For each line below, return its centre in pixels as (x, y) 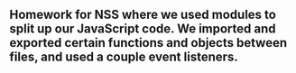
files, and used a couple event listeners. (124, 57)
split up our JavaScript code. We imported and (143, 29)
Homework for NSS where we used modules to (143, 15)
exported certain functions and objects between (148, 43)
